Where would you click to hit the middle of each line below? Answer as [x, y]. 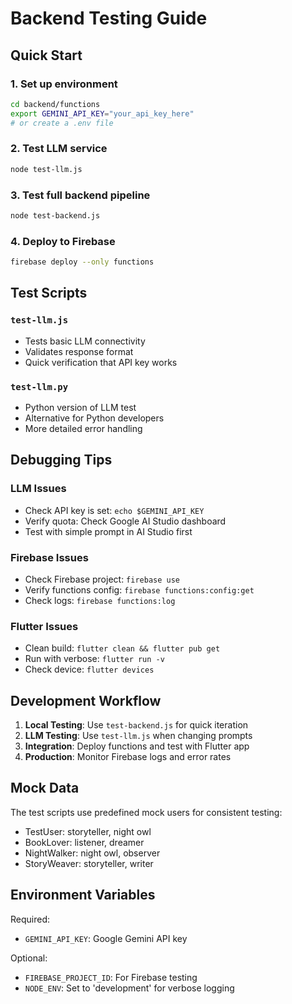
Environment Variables [83, 895]
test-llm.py [39, 386]
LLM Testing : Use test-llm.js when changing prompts [138, 736]
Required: [30, 919]
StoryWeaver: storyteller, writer [89, 863]
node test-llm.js [46, 169]
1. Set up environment [64, 84]
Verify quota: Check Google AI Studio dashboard [125, 521]
